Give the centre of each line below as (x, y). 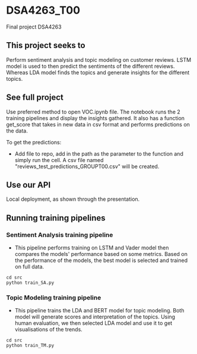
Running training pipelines (56, 218)
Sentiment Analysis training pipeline (60, 235)
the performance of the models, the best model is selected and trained (101, 260)
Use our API (28, 185)
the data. (17, 131)
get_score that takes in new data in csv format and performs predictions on (98, 124)
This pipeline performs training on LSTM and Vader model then (92, 248)
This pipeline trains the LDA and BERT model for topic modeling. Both (99, 311)
